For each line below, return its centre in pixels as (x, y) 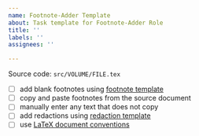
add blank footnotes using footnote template (91, 89)
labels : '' (26, 37)
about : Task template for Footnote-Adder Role (86, 23)
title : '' (24, 30)
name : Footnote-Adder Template (59, 15)
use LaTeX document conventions (74, 125)
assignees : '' (31, 45)
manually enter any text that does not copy (89, 107)
